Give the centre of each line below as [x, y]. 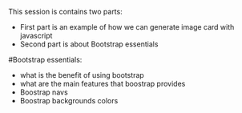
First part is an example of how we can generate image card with [127, 27]
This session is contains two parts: [65, 12]
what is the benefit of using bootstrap [82, 75]
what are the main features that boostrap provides [103, 84]
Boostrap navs [44, 92]
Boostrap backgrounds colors [69, 101]
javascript [36, 36]
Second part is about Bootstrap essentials [89, 44]
